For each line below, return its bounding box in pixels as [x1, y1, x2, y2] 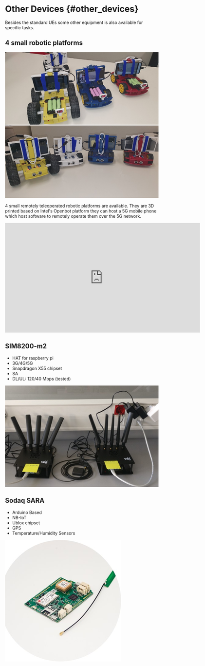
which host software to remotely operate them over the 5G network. [5, 213, 141, 219]
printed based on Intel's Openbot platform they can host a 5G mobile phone [5, 208, 157, 214]
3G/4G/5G [12, 360, 33, 366]
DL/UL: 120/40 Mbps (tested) [12, 376, 71, 381]
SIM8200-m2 [5, 342, 47, 350]
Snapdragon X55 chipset [12, 365, 62, 371]
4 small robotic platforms [5, 39, 83, 47]
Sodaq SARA [5, 496, 45, 505]
